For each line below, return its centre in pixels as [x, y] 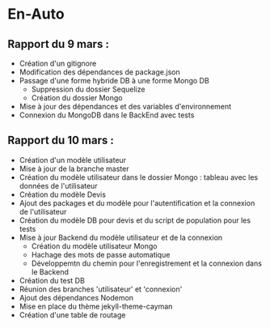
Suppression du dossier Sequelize [88, 89]
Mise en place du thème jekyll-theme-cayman [96, 306]
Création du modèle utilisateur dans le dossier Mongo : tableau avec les [139, 177]
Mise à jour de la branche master [74, 168]
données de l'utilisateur [58, 185]
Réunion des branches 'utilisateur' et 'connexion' [101, 289]
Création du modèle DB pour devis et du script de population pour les [135, 220]
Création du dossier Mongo [77, 98]
